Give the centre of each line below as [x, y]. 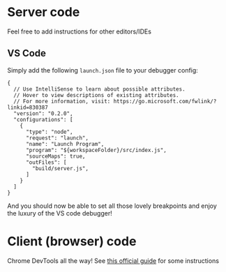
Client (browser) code [72, 241]
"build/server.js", [61, 168]
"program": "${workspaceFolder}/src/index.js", [96, 150]
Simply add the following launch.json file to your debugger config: [103, 70]
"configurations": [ [43, 119]
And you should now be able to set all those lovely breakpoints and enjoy [112, 206]
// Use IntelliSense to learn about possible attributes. [100, 89]
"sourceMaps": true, [55, 156]
